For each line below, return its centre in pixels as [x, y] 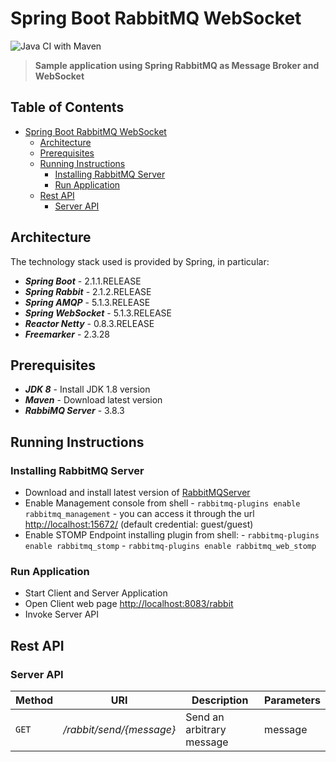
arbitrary [206, 730]
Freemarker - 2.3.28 [67, 334]
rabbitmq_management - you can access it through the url [139, 514]
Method [34, 700]
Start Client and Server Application [96, 593]
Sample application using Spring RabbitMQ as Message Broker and [177, 65]
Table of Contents [67, 107]
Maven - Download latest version [93, 400]
